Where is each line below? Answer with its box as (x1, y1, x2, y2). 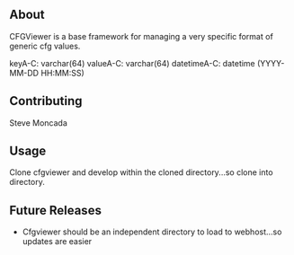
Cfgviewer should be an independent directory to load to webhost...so (22, 226, 282, 237)
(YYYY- (256, 57, 285, 68)
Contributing (9, 93, 83, 109)
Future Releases (9, 202, 102, 218)
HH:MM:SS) (40, 67, 85, 78)
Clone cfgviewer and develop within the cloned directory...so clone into (9, 167, 273, 178)
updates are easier (22, 236, 93, 247)
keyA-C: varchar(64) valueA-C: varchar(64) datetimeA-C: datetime (9, 57, 256, 68)
